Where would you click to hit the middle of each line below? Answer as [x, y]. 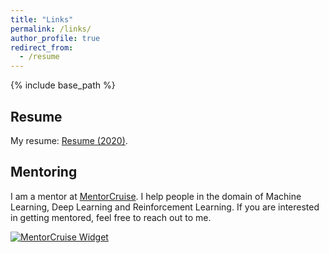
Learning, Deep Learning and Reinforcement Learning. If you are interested [165, 207]
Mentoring [44, 172]
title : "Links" [42, 19]
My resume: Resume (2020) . [69, 140]
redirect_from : [42, 47]
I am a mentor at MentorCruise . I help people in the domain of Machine [156, 196]
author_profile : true [55, 38]
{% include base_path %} [63, 85]
